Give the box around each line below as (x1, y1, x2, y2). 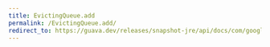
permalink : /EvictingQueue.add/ (8, 19, 117, 27)
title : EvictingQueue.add (8, 11, 95, 20)
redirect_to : (8, 26, 52, 34)
